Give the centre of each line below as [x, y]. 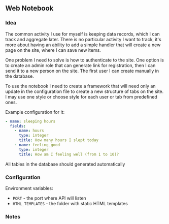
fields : [18, 126]
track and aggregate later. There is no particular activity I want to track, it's [83, 39]
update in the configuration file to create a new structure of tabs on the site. [84, 91]
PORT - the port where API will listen [49, 198]
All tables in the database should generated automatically [65, 164]
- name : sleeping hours [30, 121]
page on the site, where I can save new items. [53, 50]
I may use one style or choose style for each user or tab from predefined [81, 97]
